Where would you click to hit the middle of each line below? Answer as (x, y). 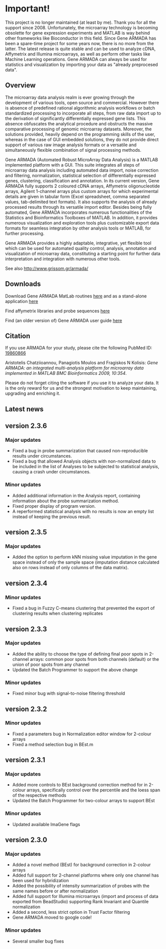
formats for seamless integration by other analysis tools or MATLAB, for (78, 228)
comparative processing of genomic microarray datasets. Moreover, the (79, 129)
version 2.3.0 (26, 840)
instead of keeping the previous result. (52, 517)
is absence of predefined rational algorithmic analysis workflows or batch (80, 108)
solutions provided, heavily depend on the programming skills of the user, (80, 134)
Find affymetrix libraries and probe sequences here (57, 311)
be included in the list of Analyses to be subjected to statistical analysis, (86, 467)
